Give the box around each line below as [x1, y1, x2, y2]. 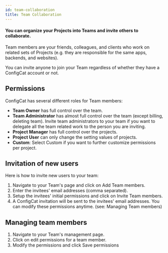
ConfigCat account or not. [5, 70, 59, 76]
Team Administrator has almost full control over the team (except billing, [12, 112, 163, 118]
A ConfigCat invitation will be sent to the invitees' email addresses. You [12, 198, 159, 204]
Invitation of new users [5, 159, 79, 168]
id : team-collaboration [5, 7, 55, 13]
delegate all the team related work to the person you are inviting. [12, 123, 146, 130]
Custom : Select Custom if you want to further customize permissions [12, 139, 156, 146]
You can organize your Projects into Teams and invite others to [5, 28, 139, 34]
